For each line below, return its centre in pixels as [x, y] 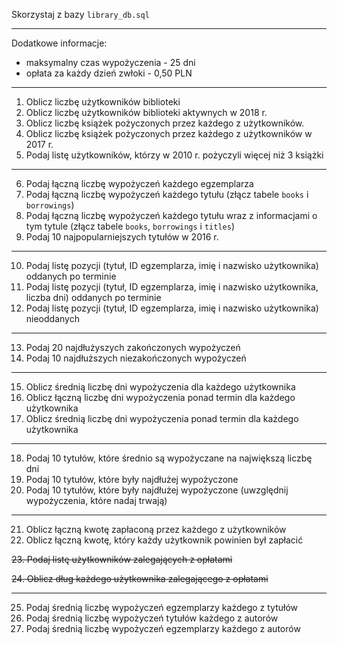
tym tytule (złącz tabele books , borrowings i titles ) [130, 226]
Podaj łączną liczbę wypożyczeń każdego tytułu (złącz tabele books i [167, 194]
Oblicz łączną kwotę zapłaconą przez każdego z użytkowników [156, 529]
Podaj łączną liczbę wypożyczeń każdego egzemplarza [139, 183]
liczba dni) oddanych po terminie [93, 297]
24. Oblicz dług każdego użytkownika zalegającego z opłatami [140, 578]
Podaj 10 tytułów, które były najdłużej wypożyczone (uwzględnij [157, 490]
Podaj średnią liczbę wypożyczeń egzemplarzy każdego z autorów [163, 628]
